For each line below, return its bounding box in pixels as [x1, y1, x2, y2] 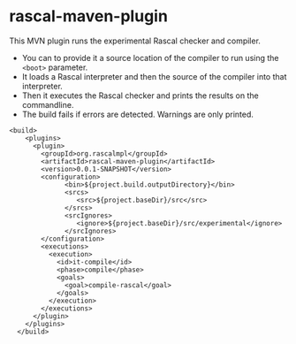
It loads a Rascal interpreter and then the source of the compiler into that [21, 71, 287, 81]
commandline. [21, 99, 74, 110]
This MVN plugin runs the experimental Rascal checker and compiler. [9, 35, 261, 46]
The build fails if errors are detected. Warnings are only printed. [21, 109, 254, 119]
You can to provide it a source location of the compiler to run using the [21, 52, 279, 63]
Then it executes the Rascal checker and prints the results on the [21, 90, 259, 101]
